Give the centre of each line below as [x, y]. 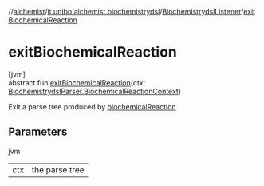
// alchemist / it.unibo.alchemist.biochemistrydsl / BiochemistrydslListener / [126, 12]
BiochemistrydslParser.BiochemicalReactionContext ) [95, 91]
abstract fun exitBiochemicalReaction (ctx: [77, 82]
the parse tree [58, 169]
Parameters [38, 132]
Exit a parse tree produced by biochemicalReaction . [93, 106]
